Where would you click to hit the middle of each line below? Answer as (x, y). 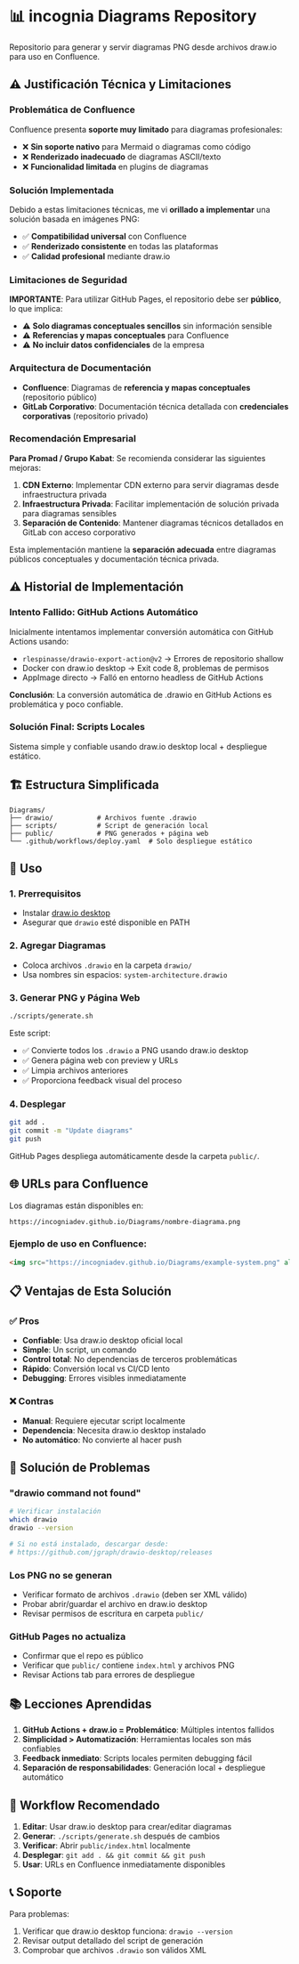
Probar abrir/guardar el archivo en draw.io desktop (114, 1604)
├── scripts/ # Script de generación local (109, 825)
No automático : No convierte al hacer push (102, 1440)
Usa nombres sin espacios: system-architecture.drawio (125, 974)
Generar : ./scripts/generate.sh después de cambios (121, 1836)
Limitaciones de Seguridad (68, 280)
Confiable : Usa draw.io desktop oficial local (102, 1341)
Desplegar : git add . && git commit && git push (114, 1854)
